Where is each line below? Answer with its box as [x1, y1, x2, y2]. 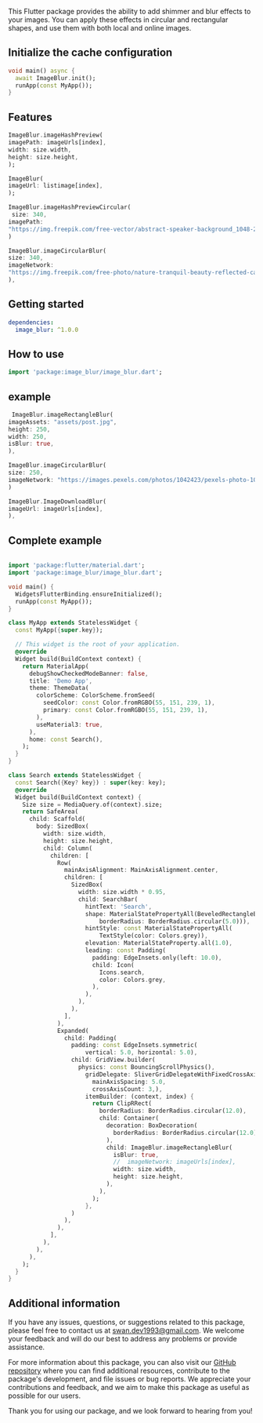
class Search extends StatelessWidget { [8, 772, 142, 779]
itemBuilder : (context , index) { [85, 1093, 194, 1100]
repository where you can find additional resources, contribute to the [8, 1366, 231, 1376]
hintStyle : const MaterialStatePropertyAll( [85, 925, 233, 932]
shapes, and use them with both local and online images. [8, 24, 192, 32]
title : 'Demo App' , [28, 677, 92, 685]
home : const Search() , [28, 735, 103, 743]
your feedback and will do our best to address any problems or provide [8, 1334, 237, 1344]
